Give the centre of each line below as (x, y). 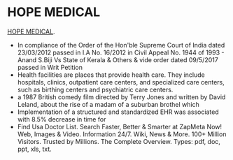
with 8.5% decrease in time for (62, 119)
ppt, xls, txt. (34, 149)
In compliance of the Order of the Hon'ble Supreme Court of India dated (121, 45)
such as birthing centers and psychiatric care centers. (95, 89)
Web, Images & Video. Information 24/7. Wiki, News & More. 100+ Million (122, 134)
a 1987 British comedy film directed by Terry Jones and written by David (121, 97)
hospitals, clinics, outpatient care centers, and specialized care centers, (121, 82)
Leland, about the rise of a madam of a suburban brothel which (108, 104)
